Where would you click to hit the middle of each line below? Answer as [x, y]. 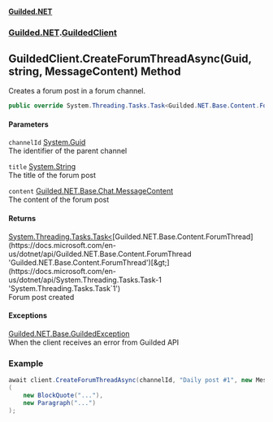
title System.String [42, 167]
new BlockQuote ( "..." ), [63, 395]
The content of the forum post [59, 200]
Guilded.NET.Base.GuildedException [69, 333]
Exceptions [28, 315]
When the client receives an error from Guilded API [94, 342]
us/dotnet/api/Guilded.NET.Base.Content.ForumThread [100, 254]
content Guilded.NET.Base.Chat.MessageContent [91, 191]
